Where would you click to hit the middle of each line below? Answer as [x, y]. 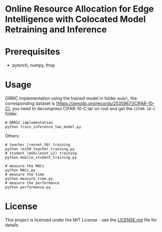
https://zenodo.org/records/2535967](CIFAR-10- [106, 103]
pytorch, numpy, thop [33, 65]
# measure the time [25, 175]
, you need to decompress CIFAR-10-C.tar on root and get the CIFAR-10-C [82, 109]
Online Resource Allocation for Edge [80, 9]
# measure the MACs [25, 166]
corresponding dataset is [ [32, 103]
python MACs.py [20, 170]
